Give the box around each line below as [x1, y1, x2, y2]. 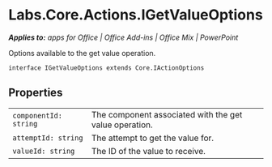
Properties [8, 86, 63, 100]
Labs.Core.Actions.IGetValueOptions [8, 6, 263, 24]
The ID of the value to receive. [91, 145, 206, 156]
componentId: [12, 111, 63, 120]
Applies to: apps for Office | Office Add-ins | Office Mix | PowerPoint [8, 32, 239, 42]
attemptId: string [12, 133, 83, 143]
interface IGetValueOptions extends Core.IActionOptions [8, 63, 205, 72]
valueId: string [12, 146, 75, 156]
